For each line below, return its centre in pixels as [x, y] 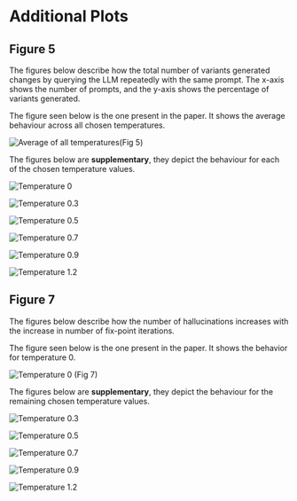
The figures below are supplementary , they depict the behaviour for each [145, 160]
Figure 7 [32, 300]
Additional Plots [69, 16]
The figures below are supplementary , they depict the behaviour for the [141, 391]
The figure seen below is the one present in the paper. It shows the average [147, 116]
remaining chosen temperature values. [80, 401]
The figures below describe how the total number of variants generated [140, 70]
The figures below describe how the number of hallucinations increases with [149, 321]
